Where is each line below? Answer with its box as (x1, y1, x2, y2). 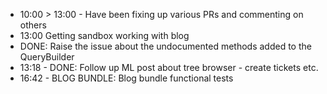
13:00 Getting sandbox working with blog (19, 30, 190, 41)
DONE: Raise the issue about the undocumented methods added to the (19, 40, 312, 52)
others (19, 19, 47, 31)
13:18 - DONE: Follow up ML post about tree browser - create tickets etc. (19, 62, 319, 73)
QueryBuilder (19, 51, 75, 63)
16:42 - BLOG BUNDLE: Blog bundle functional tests (19, 72, 234, 84)
